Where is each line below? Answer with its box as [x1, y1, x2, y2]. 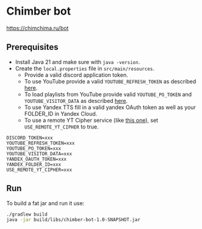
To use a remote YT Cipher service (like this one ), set [24, 116, 159, 124]
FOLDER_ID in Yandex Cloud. [24, 110, 98, 117]
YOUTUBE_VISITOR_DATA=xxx [6, 150, 72, 157]
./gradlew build [6, 211, 48, 217]
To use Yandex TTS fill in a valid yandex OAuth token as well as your [24, 104, 197, 111]
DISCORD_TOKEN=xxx [6, 135, 53, 141]
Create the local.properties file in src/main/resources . [15, 65, 154, 72]
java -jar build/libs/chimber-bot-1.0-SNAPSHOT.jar [6, 217, 140, 223]
